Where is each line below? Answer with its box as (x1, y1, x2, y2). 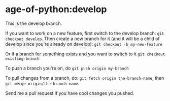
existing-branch (5, 56, 40, 61)
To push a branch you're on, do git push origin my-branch (5, 65, 129, 71)
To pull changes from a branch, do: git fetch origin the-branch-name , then (5, 75, 164, 81)
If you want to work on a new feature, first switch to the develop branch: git (5, 30, 164, 36)
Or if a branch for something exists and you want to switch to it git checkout (5, 51, 165, 57)
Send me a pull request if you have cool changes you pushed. (5, 90, 134, 96)
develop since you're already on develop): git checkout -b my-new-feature (5, 41, 163, 47)
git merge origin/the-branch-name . (5, 80, 80, 86)
